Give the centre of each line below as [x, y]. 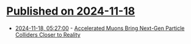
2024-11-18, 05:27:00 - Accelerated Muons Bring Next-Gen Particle [100, 28]
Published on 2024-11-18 [71, 11]
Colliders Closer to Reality [48, 34]
